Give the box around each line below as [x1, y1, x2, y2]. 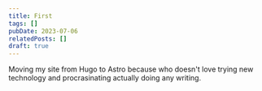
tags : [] [8, 19, 38, 28]
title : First [8, 11, 53, 20]
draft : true [8, 42, 49, 50]
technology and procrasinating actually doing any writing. [8, 73, 202, 83]
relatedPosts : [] [8, 34, 68, 43]
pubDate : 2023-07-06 [8, 27, 79, 35]
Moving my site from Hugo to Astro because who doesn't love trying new [8, 64, 254, 74]
